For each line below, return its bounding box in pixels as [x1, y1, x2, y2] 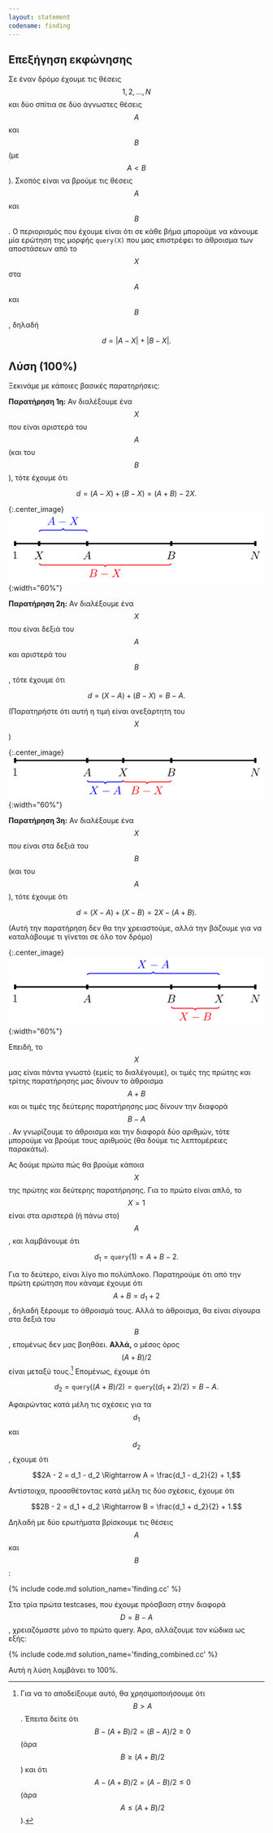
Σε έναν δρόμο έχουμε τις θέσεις [8, 74, 122, 84]
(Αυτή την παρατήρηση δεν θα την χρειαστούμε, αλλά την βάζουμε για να [8, 923, 262, 933]
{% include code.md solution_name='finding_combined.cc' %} [8, 1649, 218, 1659]
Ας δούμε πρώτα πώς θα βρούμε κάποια [8, 1160, 145, 1170]
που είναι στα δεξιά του [8, 841, 89, 851]
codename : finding [8, 21, 71, 30]
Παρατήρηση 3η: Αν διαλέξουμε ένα [8, 815, 134, 825]
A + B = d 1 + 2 [113, 1290, 160, 1302]
